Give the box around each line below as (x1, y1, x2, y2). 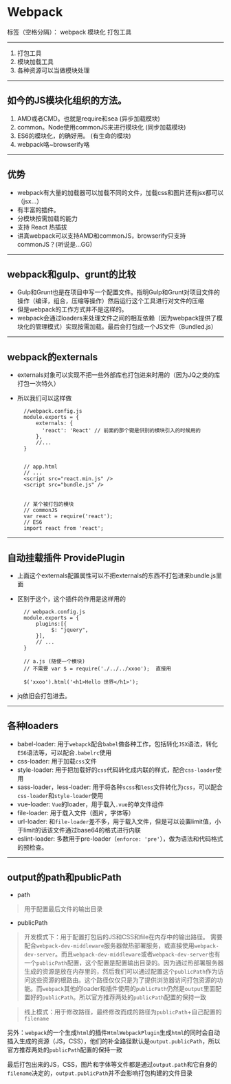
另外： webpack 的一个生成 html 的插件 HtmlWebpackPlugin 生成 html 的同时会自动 (7, 1028, 221, 1036)
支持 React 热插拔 (16, 223, 67, 231)
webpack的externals (7, 351, 98, 362)
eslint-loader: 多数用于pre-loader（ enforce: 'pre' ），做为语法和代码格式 (16, 835, 223, 843)
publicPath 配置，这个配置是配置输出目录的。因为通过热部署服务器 (36, 959, 224, 967)
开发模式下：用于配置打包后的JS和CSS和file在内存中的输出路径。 (23, 932, 210, 941)
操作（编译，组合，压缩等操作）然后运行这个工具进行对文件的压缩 (16, 297, 204, 305)
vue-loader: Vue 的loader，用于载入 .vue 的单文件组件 (16, 800, 164, 808)
